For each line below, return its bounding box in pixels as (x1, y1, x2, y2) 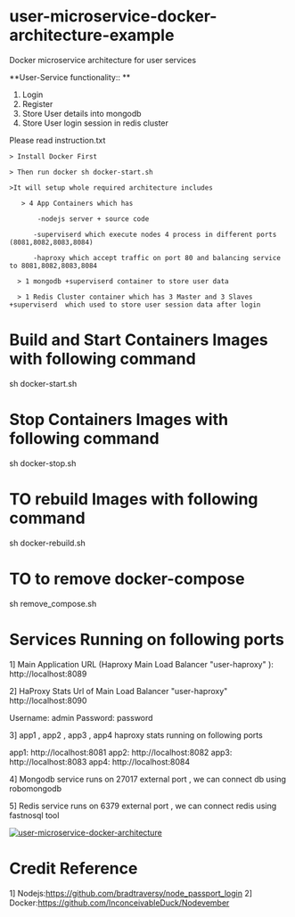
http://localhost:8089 (9, 668, 87, 679)
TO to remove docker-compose (9, 569, 245, 589)
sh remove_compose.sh (9, 598, 97, 609)
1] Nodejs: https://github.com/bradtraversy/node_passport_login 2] (9, 888, 252, 898)
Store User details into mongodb (21, 108, 142, 119)
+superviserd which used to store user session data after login (9, 300, 261, 309)
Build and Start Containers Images (9, 330, 269, 350)
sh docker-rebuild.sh (9, 537, 86, 548)
